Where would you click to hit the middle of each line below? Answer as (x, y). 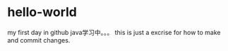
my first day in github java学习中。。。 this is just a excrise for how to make (114, 32)
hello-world (42, 12)
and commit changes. (39, 40)
